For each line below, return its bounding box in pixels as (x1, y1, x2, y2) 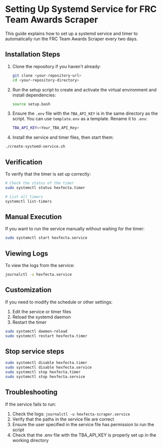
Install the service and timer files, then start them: (12, 134, 114, 140)
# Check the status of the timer (5, 180, 74, 185)
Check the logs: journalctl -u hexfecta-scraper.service (12, 411, 130, 417)
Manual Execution (5, 212, 62, 221)
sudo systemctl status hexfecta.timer (5, 185, 85, 190)
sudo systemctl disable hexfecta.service (5, 365, 92, 370)
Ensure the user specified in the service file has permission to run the (12, 421, 155, 427)
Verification (5, 158, 43, 166)
